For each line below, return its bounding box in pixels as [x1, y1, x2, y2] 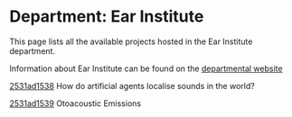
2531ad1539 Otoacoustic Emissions [9, 97, 142, 109]
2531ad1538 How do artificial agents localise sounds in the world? [9, 80, 255, 91]
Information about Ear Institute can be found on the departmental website [9, 63, 283, 74]
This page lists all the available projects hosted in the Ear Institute [9, 36, 253, 47]
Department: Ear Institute [9, 6, 204, 27]
